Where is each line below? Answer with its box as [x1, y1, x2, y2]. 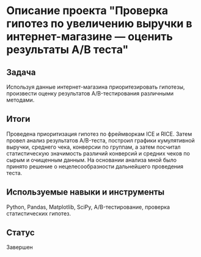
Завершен [6, 244, 34, 251]
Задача [6, 67, 36, 77]
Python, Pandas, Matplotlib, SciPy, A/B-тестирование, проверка [6, 203, 170, 210]
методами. [6, 96, 35, 103]
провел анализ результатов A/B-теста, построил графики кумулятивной [6, 136, 196, 144]
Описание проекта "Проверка [6, 4, 169, 18]
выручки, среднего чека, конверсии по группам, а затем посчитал [6, 143, 181, 151]
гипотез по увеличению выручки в [6, 17, 192, 31]
